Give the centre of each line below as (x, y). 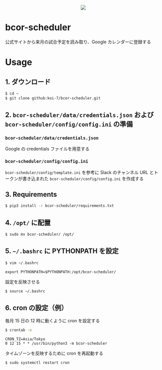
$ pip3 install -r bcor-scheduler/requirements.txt (59, 206)
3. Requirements (31, 195)
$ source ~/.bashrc (25, 291)
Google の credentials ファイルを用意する (48, 149)
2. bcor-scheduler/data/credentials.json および (80, 115)
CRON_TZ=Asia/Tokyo (25, 339)
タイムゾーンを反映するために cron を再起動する (54, 354)
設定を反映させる (23, 281)
